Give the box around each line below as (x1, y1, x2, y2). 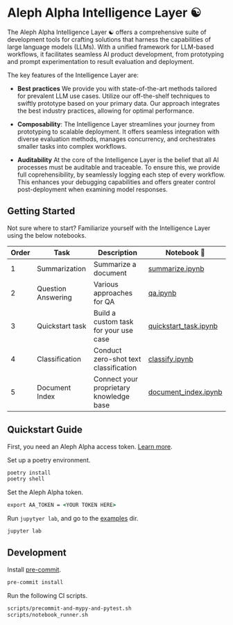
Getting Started (7, 205, 76, 217)
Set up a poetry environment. (7, 455, 91, 464)
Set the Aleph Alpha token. (7, 488, 83, 496)
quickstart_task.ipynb (148, 321, 218, 331)
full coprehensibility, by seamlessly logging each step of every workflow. (17, 170, 225, 179)
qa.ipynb (148, 288, 177, 298)
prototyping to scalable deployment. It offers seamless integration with (17, 127, 220, 136)
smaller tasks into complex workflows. (17, 142, 127, 150)
